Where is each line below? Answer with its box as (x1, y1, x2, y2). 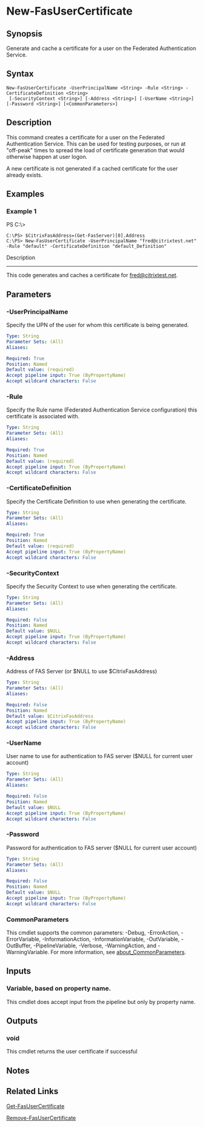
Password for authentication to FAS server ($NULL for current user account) (6, 844, 197, 851)
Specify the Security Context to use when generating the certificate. (6, 583, 177, 590)
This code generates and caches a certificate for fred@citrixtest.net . (6, 272, 178, 279)
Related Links (6, 1086, 59, 1097)
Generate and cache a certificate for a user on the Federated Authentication (6, 44, 196, 52)
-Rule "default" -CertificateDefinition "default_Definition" (6, 244, 167, 250)
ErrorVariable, (6, 936, 41, 943)
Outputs (6, 1016, 38, 1027)
